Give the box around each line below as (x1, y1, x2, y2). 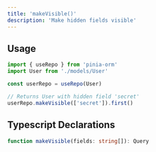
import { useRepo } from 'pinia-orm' (7, 61, 118, 69)
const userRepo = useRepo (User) (7, 81, 102, 88)
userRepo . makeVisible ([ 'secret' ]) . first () (7, 99, 134, 106)
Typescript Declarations (7, 119, 115, 131)
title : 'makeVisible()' (7, 10, 77, 18)
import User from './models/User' (7, 68, 109, 75)
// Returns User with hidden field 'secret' (7, 92, 140, 100)
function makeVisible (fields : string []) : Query (7, 137, 150, 144)
